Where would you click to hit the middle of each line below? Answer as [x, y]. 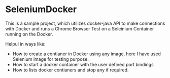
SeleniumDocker [41, 9]
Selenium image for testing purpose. [50, 59]
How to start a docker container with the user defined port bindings [83, 64]
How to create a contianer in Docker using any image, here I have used [87, 54]
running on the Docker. [29, 34]
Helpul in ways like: [25, 44]
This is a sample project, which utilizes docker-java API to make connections [85, 23]
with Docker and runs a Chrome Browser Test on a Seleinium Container [80, 28]
